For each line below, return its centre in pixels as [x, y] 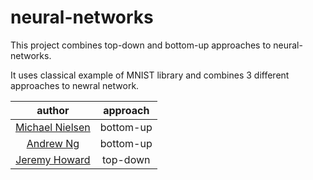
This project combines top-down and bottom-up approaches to [141, 45]
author [53, 110]
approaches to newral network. [75, 85]
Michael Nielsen [53, 127]
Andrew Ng [53, 143]
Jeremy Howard [53, 159]
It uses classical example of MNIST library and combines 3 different [150, 75]
